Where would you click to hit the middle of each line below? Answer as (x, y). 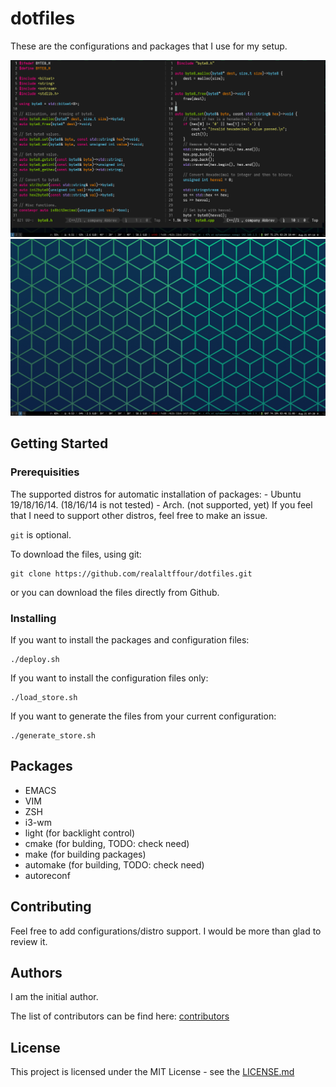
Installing (33, 618)
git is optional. (41, 534)
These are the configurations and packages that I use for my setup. (149, 46)
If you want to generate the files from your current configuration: (143, 716)
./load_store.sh (44, 697)
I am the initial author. (54, 997)
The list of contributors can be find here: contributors (120, 1016)
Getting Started (59, 443)
